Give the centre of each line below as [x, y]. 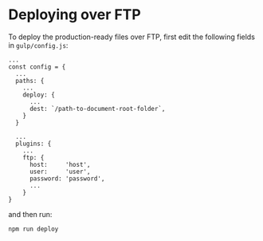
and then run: [30, 214]
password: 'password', [67, 178]
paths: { [30, 81]
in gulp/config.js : [38, 45]
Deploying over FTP [75, 15]
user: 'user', [60, 172]
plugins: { [33, 144]
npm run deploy [33, 229]
